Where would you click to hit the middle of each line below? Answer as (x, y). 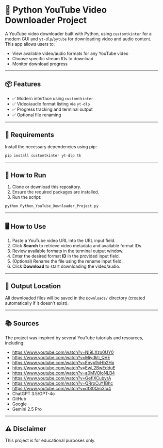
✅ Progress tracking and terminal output (52, 109)
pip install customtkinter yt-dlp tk (43, 155)
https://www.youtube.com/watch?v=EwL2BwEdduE (64, 368)
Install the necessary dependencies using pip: (51, 146)
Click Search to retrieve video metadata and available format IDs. (77, 245)
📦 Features (23, 84)
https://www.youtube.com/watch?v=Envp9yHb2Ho (63, 362)
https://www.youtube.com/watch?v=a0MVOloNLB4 (63, 373)
